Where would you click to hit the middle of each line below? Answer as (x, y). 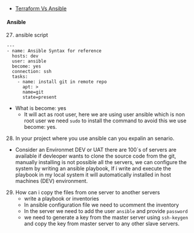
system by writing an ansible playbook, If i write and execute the (93, 169)
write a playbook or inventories (61, 199)
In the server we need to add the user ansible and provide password (106, 211)
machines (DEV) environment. (51, 181)
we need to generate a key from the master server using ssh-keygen (106, 218)
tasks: (20, 77)
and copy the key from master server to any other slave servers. (102, 224)
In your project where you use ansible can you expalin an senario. (95, 138)
